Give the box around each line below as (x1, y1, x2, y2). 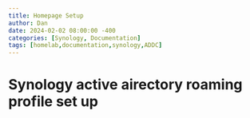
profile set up (8, 92, 98, 111)
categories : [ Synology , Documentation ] (8, 33, 141, 42)
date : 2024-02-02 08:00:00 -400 (8, 26, 116, 34)
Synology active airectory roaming (8, 76, 243, 94)
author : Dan (8, 19, 48, 27)
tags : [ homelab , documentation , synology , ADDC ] (8, 41, 162, 49)
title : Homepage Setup (8, 11, 84, 20)
